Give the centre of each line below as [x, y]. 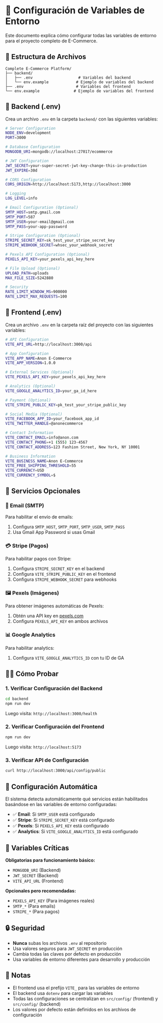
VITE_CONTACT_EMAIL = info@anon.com [42, 437]
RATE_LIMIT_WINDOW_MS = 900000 [36, 292]
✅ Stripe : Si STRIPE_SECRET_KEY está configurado [63, 820]
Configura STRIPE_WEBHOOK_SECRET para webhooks [65, 579]
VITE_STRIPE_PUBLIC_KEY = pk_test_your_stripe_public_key [66, 405]
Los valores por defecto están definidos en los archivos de [74, 1009]
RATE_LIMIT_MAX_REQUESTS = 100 [36, 297]
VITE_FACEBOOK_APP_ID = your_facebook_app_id [52, 419]
